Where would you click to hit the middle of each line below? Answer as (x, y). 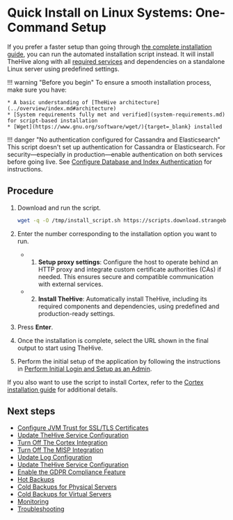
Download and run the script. (59, 208)
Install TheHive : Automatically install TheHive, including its (122, 299)
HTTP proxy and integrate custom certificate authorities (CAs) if (129, 269)
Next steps (31, 411)
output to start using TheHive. (60, 348)
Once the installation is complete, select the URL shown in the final (113, 340)
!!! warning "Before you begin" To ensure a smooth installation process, (110, 82)
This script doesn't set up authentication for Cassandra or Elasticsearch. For (116, 146)
